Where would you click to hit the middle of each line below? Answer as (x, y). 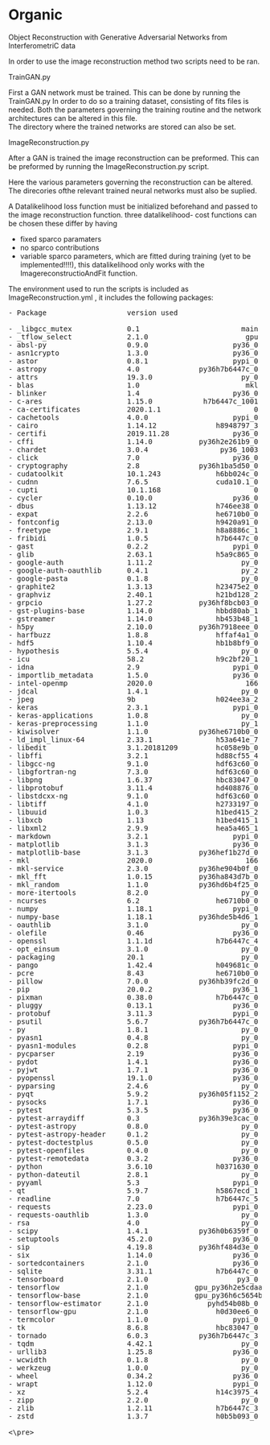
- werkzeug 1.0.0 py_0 (133, 1368)
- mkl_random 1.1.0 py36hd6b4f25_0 (133, 884)
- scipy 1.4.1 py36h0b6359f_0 (133, 1231)
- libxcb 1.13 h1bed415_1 (133, 820)
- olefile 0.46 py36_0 (133, 933)
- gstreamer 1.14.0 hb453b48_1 (133, 619)
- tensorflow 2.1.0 (78, 1287)
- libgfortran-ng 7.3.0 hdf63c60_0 (133, 772)
